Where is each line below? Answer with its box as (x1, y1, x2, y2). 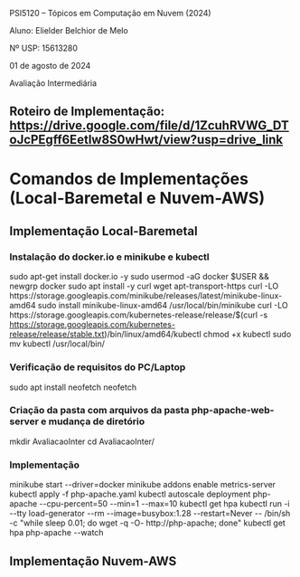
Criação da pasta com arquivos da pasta (9, 404, 190, 417)
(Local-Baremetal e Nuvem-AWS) (9, 187, 265, 208)
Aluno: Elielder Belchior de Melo (9, 25, 128, 35)
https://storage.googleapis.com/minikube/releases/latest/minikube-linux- (9, 290, 283, 301)
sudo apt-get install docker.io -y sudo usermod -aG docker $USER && (9, 271, 269, 282)
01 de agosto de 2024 (9, 61, 91, 71)
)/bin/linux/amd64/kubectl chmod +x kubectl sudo (103, 329, 292, 340)
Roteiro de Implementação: (9, 104, 165, 119)
